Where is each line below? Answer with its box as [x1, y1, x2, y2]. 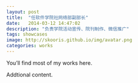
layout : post [6, 8, 40, 15]
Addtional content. [6, 71, 53, 78]
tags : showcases [6, 32, 48, 38]
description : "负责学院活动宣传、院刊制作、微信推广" [6, 25, 129, 32]
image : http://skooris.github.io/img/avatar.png [6, 37, 133, 43]
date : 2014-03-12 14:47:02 [6, 20, 81, 26]
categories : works [6, 43, 53, 49]
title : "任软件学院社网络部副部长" [6, 15, 89, 21]
